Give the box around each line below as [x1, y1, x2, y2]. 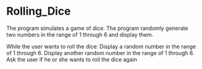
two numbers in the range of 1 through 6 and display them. [6, 31, 154, 38]
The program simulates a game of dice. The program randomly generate [6, 24, 189, 32]
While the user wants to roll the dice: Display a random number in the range [6, 43, 197, 50]
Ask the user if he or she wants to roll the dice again [6, 56, 137, 63]
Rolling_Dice [6, 4, 71, 18]
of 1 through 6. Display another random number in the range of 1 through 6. [6, 49, 195, 56]
